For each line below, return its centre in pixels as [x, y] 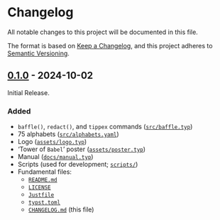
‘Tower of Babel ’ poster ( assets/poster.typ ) [82, 149]
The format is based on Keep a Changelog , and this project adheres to [110, 45]
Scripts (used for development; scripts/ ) [78, 165]
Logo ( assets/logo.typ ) [52, 142]
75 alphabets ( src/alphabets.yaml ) [68, 134]
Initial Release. [28, 92]
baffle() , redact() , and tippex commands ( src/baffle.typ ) [105, 127]
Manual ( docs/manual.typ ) [55, 157]
